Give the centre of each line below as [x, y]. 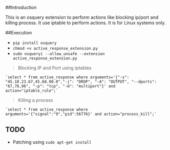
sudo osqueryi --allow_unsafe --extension [59, 54]
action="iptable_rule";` [32, 91]
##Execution [19, 33]
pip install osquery [35, 43]
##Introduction [21, 7]
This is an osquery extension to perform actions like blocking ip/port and [82, 17]
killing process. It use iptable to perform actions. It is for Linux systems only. [86, 23]
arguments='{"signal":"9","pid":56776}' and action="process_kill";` [81, 114]
